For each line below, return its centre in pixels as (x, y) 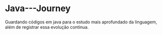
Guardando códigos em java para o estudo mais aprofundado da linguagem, (81, 22)
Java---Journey (38, 9)
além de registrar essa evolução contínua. (47, 27)
